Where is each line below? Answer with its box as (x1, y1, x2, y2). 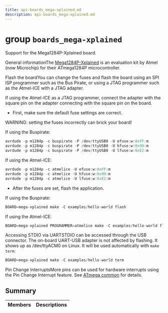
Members (7, 302, 31, 309)
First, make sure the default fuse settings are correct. (12, 110, 122, 116)
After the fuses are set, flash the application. (12, 185, 104, 191)
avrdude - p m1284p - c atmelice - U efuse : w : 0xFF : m (5, 167, 111, 172)
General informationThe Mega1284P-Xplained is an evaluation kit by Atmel (5, 59, 158, 65)
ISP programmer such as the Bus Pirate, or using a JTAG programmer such (5, 80, 159, 86)
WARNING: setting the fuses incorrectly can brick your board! (5, 119, 132, 125)
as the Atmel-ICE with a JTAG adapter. (5, 85, 84, 91)
